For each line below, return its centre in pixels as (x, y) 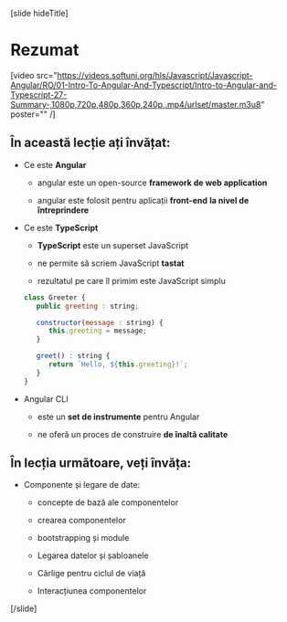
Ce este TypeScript (61, 227)
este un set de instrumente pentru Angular (118, 416)
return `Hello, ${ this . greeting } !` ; (118, 364)
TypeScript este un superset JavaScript (113, 245)
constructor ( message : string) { (100, 322)
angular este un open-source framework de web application (152, 183)
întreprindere (63, 210)
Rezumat (45, 50)
